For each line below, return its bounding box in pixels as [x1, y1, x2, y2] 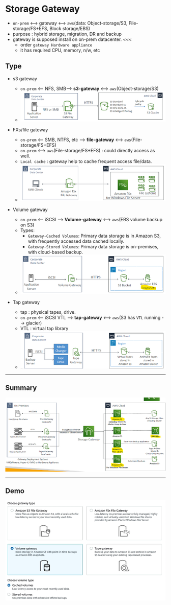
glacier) [25, 320, 42, 326]
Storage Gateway [5, 3, 80, 15]
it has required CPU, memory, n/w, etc [20, 47, 100, 53]
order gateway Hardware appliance [20, 41, 93, 48]
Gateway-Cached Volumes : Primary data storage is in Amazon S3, [27, 232, 161, 239]
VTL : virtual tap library [20, 325, 69, 331]
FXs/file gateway [12, 127, 48, 133]
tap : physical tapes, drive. [20, 309, 76, 315]
